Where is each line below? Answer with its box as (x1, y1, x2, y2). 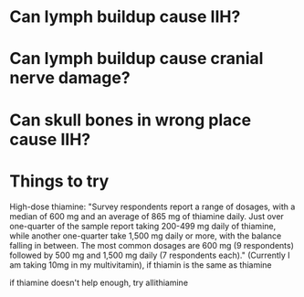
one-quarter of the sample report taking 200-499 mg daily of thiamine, (9, 220, 277, 231)
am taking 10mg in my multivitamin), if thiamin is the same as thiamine (9, 259, 272, 270)
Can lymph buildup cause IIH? (9, 6, 241, 27)
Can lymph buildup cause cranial (9, 48, 264, 69)
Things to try (9, 171, 110, 191)
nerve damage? (9, 68, 131, 89)
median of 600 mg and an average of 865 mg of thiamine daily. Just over (9, 210, 285, 221)
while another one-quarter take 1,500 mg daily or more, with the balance (9, 230, 282, 241)
